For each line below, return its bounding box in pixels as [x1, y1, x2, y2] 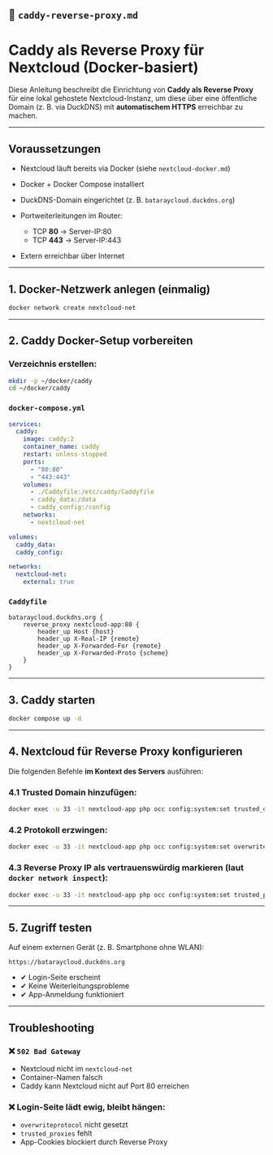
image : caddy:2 [23, 435, 75, 443]
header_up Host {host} [37, 628, 115, 636]
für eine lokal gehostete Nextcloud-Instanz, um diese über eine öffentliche [8, 94, 258, 103]
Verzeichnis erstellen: [8, 359, 97, 370]
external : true [23, 578, 75, 586]
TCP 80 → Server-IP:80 [32, 227, 112, 237]
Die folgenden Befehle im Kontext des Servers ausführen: [8, 766, 204, 776]
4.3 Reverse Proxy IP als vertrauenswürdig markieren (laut [8, 862, 244, 874]
